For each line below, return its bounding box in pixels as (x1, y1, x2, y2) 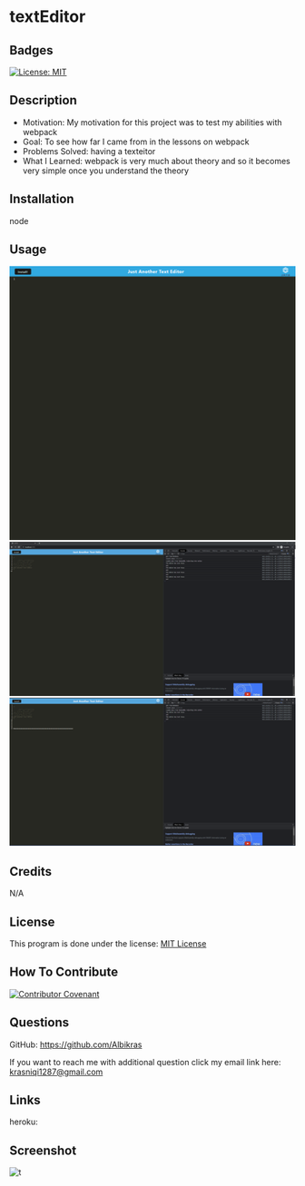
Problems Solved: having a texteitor (22, 145, 156, 156)
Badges (9, 43, 54, 58)
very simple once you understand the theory (22, 165, 189, 176)
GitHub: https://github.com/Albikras (9, 1039, 143, 1050)
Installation (9, 191, 74, 207)
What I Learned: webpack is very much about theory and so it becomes (22, 155, 290, 166)
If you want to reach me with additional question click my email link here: (9, 1056, 281, 1067)
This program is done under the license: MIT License (9, 937, 207, 949)
